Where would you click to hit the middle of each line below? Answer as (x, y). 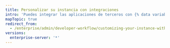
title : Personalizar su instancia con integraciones (62, 10)
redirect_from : (21, 24)
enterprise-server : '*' (35, 38)
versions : (16, 33)
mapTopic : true (21, 19)
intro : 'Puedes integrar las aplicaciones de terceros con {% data (78, 14)
